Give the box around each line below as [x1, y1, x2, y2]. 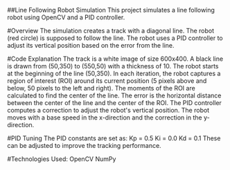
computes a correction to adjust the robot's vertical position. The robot [7, 106, 210, 114]
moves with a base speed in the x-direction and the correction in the [7, 113, 202, 122]
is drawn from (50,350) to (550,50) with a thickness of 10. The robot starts [7, 62, 219, 70]
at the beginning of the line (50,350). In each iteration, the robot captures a [7, 69, 221, 77]
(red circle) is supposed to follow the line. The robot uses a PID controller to [7, 34, 223, 42]
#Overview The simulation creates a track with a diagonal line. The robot [7, 27, 215, 35]
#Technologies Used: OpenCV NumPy [7, 155, 116, 163]
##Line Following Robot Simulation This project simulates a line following [7, 6, 215, 14]
